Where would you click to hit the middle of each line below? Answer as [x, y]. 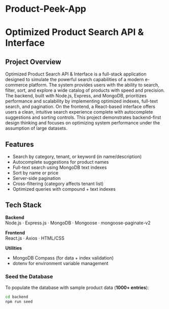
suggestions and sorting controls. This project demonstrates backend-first [83, 117]
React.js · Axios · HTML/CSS [35, 238]
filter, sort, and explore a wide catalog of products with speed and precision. [85, 90]
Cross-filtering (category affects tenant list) [58, 184]
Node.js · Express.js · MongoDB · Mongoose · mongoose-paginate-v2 [78, 223]
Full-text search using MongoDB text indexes [60, 167]
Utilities [13, 248]
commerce [16, 85]
